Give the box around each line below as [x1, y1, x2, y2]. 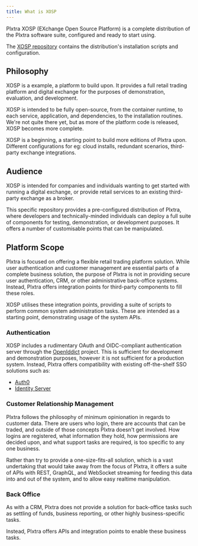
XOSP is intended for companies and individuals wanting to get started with [6, 182, 190, 189]
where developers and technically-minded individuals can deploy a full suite [6, 212, 191, 220]
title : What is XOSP [6, 8, 57, 15]
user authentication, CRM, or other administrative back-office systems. [6, 277, 179, 284]
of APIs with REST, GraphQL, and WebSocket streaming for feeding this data [6, 469, 192, 476]
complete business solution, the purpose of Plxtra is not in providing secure [6, 271, 190, 278]
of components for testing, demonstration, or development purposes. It [6, 219, 180, 226]
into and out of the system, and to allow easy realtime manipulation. [6, 475, 171, 482]
